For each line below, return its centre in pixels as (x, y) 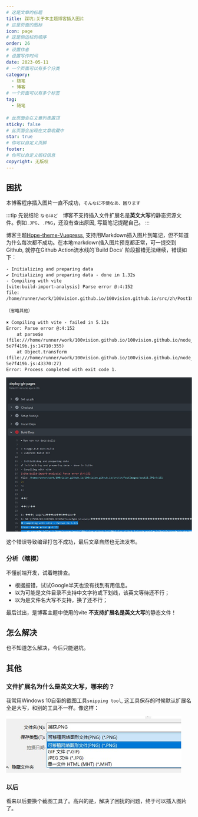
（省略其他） (19, 311)
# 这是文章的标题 (24, 12)
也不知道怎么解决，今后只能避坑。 (47, 648)
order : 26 (18, 44)
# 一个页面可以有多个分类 (33, 68)
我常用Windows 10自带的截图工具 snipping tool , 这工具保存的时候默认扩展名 (99, 700)
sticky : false (24, 124)
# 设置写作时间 (22, 56)
